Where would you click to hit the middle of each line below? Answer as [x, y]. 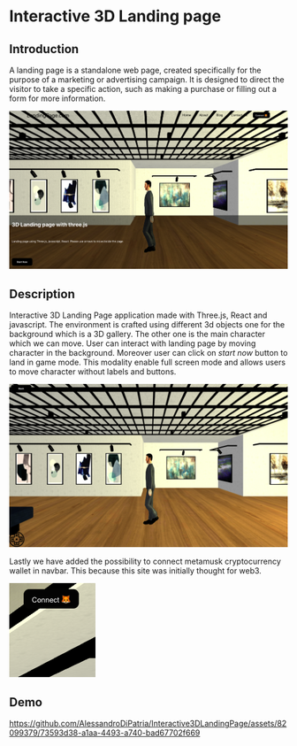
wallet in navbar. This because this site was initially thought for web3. [136, 571]
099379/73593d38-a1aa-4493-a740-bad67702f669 [105, 733]
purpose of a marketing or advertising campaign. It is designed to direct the [147, 80]
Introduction [44, 49]
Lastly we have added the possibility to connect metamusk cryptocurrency [145, 561]
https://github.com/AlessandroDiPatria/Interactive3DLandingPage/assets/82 [148, 724]
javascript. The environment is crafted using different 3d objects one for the [147, 325]
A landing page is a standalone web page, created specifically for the [136, 70]
